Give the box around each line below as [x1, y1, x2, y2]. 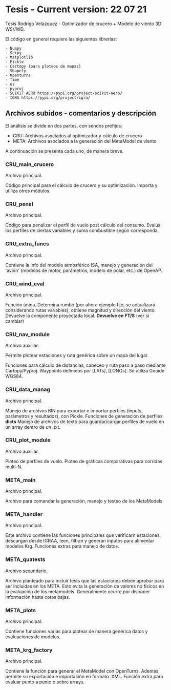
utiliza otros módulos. [5, 188, 51, 194]
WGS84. [5, 373, 23, 380]
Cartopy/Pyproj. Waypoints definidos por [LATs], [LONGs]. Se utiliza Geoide [5, 368, 165, 374]
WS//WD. [5, 26, 25, 32]
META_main [5, 476, 36, 484]
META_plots [5, 607, 36, 614]
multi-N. [5, 464, 23, 470]
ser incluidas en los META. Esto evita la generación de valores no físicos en [5, 583, 164, 589]
